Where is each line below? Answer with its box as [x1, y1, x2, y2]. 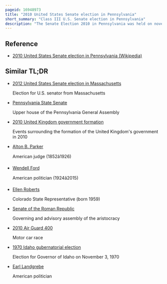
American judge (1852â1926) [12, 153, 72, 159]
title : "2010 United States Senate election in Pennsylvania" [5, 12, 137, 17]
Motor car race [12, 234, 43, 240]
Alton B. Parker [12, 143, 44, 149]
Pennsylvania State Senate [12, 99, 68, 105]
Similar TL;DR [5, 67, 48, 76]
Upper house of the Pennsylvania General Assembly [12, 109, 120, 115]
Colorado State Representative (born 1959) [12, 196, 100, 202]
